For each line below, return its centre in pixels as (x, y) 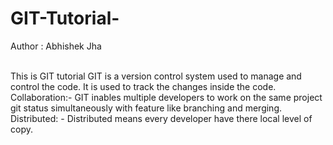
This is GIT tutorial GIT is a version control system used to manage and (156, 76)
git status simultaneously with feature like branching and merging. (146, 108)
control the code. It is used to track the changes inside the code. (143, 86)
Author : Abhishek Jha (56, 46)
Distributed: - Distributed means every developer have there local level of (161, 118)
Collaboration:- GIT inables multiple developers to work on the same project (166, 97)
